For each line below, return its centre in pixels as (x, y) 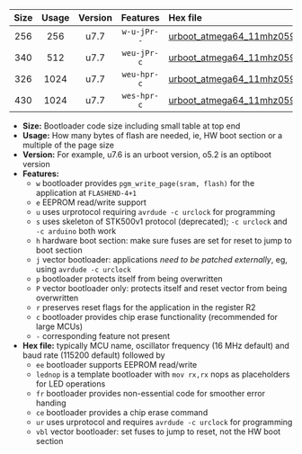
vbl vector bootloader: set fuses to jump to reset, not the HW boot (158, 432)
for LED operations (71, 384)
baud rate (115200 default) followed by (93, 355)
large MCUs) (59, 326)
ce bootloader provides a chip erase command (122, 412)
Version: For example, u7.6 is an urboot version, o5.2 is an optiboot (147, 155)
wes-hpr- (140, 96)
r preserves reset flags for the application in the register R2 (146, 307)
